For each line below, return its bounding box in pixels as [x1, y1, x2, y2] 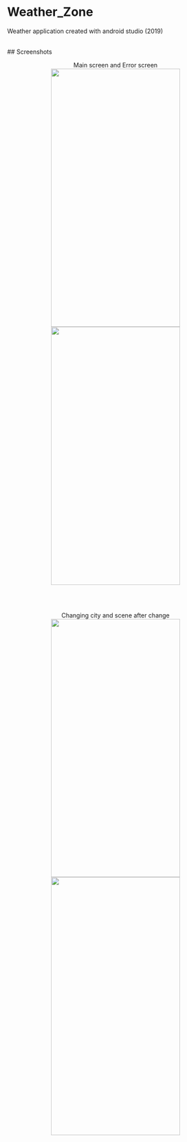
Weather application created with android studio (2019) [7, 27, 164, 35]
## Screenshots [7, 47, 53, 56]
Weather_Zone [7, 4, 93, 20]
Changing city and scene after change [61, 611, 170, 620]
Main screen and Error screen [73, 61, 158, 69]
